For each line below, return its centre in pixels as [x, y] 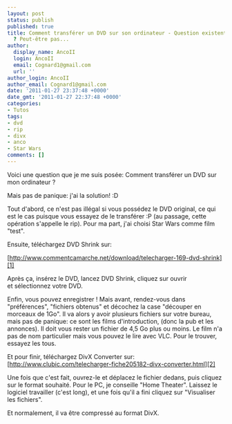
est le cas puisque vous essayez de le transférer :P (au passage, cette [107, 216]
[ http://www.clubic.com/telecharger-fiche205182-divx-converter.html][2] [111, 364]
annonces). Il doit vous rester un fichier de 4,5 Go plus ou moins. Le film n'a [115, 329]
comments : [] [26, 155]
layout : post [26, 13]
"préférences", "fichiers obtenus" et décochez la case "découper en [104, 306]
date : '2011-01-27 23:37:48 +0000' [58, 91]
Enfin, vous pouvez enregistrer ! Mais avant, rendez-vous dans [96, 299]
